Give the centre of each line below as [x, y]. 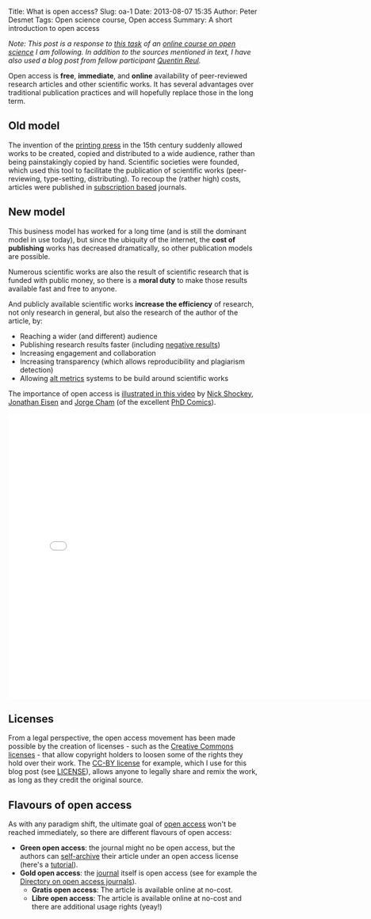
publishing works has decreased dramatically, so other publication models [130, 248]
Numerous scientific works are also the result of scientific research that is [129, 272]
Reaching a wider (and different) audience [88, 336]
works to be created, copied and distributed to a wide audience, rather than [132, 153]
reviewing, [25, 178]
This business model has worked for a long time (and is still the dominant [128, 231]
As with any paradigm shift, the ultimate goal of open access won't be [122, 824]
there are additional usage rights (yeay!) [97, 907]
